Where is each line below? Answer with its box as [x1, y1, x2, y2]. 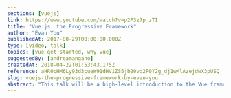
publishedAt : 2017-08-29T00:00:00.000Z [7, 36, 122, 43]
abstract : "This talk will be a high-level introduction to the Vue [7, 81, 208, 88]
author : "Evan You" [7, 29, 63, 37]
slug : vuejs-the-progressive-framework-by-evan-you [7, 74, 158, 81]
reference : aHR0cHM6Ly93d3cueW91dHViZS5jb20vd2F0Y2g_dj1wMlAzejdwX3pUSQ [7, 68, 220, 75]
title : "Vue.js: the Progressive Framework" [7, 23, 137, 30]
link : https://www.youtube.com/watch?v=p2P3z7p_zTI [7, 17, 158, 23]
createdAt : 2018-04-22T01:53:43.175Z [7, 61, 115, 68]
